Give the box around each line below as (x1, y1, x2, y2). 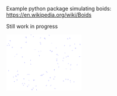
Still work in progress (6, 23, 58, 30)
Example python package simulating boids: (6, 5, 112, 12)
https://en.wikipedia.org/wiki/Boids (6, 11, 92, 18)
